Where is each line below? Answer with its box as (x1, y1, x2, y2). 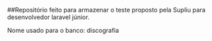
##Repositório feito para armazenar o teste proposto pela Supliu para (7, 6, 206, 14)
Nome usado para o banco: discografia (7, 27, 120, 34)
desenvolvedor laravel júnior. (7, 13, 90, 21)
